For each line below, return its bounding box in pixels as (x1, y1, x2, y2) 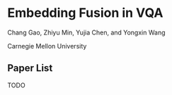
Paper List (7, 62, 53, 75)
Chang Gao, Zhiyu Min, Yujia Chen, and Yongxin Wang (7, 28, 166, 37)
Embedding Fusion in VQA (7, 5, 164, 21)
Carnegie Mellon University (7, 42, 87, 50)
